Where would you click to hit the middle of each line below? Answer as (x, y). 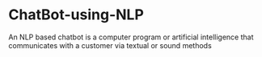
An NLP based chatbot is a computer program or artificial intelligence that (131, 37)
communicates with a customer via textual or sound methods (110, 45)
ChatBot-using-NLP (76, 15)
